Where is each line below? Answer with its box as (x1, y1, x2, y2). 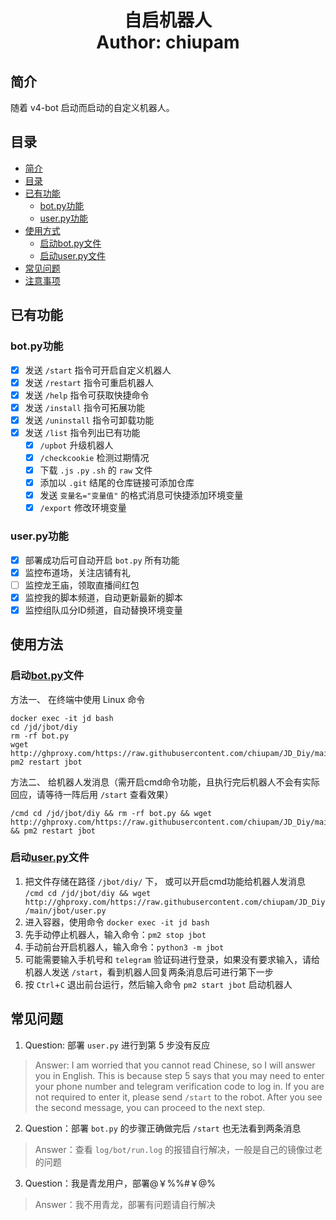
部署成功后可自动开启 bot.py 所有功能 (24, 554, 180, 566)
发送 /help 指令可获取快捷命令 (24, 389, 150, 401)
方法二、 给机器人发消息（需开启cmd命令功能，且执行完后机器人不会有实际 (10, 776, 320, 788)
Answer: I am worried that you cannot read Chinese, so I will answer (34, 1059, 316, 1071)
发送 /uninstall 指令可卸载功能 (24, 414, 155, 426)
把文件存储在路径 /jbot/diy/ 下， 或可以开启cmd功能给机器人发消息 (24, 875, 307, 887)
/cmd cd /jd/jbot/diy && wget (24, 888, 152, 898)
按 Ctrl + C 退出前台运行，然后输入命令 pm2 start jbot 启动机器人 (24, 978, 293, 990)
